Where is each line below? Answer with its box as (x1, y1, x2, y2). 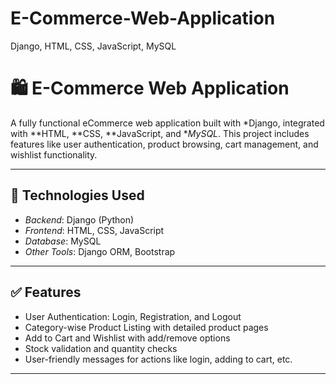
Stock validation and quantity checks (24, 342, 178, 354)
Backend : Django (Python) (24, 213, 135, 226)
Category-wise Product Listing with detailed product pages (24, 321, 269, 333)
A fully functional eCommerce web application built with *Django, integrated (10, 117, 325, 129)
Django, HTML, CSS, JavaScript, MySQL (10, 40, 177, 52)
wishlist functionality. (10, 148, 98, 161)
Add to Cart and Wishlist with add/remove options (24, 332, 231, 344)
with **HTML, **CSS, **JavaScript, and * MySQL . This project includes (10, 127, 310, 139)
